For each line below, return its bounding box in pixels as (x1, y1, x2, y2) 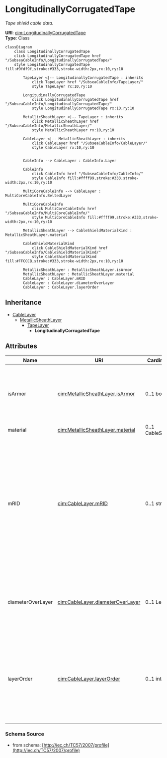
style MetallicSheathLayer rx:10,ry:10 (31, 127, 114, 133)
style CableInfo (31, 176, 66, 181)
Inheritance (5, 298, 42, 307)
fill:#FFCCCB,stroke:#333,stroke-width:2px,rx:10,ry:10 (5, 258, 123, 263)
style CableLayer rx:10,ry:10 (31, 145, 94, 150)
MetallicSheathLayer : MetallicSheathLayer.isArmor (23, 267, 133, 272)
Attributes (5, 342, 37, 350)
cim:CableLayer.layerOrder (57, 675, 120, 682)
